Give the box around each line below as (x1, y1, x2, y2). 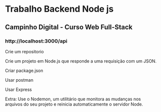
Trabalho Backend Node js (5, 3, 114, 15)
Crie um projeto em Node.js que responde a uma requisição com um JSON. (5, 58, 157, 64)
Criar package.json (5, 67, 43, 73)
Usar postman (5, 77, 34, 83)
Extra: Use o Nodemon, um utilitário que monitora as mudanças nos (5, 96, 141, 102)
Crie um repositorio (5, 48, 44, 54)
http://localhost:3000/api (5, 38, 67, 45)
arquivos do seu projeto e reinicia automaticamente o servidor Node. (5, 101, 143, 107)
